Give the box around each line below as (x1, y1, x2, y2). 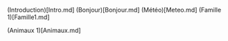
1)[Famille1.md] (7, 13, 50, 21)
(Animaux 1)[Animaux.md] (7, 27, 81, 34)
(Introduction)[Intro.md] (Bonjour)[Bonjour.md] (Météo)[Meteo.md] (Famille (7, 6, 222, 14)
